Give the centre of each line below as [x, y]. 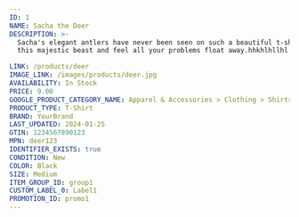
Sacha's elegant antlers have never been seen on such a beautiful [145, 42]
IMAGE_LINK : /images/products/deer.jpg [83, 75]
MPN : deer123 [33, 141]
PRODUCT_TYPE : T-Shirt [51, 108]
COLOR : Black [33, 165]
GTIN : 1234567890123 [48, 133]
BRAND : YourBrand [41, 117]
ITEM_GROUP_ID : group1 [51, 182]
